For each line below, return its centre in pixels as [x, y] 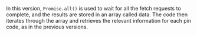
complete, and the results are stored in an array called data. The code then [97, 15]
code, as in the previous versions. [47, 27]
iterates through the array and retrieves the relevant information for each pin [99, 21]
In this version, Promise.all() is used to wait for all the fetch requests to [93, 8]
